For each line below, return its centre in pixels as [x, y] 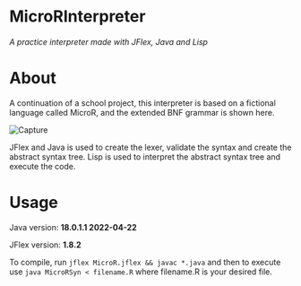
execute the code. [43, 166]
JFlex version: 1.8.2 [46, 245]
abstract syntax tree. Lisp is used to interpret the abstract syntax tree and [145, 156]
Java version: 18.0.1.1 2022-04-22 [73, 227]
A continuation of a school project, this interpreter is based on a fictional [142, 103]
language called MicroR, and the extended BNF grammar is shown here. [142, 112]
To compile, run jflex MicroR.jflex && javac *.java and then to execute [145, 262]
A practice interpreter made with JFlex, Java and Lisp [109, 41]
